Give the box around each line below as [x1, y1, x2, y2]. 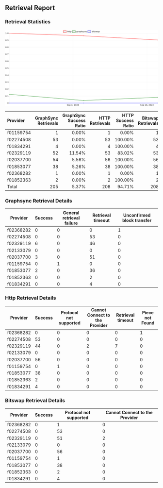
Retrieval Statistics [5, 18, 51, 25]
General [63, 210, 80, 216]
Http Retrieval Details [5, 295, 56, 302]
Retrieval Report [5, 4, 55, 12]
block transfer [122, 218, 152, 223]
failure [65, 220, 78, 226]
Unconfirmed [123, 212, 151, 218]
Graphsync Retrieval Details [5, 197, 72, 204]
